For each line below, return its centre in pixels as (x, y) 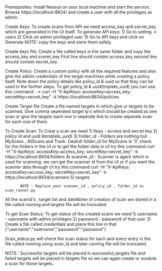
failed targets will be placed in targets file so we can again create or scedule (81, 258)
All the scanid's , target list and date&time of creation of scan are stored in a (81, 199)
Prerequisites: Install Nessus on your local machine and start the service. (78, 7)
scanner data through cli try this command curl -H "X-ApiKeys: (67, 167)
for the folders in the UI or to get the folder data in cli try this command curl (80, 146)
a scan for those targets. (29, 263)
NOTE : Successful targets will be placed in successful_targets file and (75, 253)
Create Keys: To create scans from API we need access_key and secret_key (81, 27)
